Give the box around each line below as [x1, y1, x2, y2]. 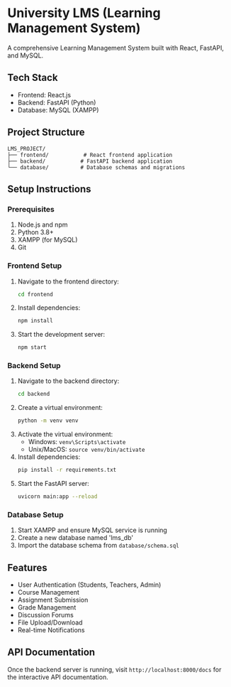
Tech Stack [7, 72, 58, 84]
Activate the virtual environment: [17, 430, 113, 438]
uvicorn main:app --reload [17, 493, 98, 500]
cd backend [17, 391, 50, 398]
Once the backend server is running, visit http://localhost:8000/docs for [7, 665, 222, 674]
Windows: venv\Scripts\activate [28, 438, 126, 446]
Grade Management [17, 603, 77, 612]
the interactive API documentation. [7, 673, 108, 681]
